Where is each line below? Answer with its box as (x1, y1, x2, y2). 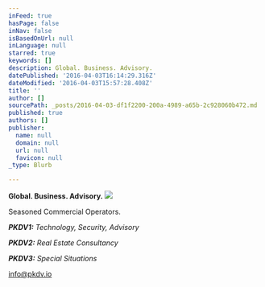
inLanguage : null (8, 42, 67, 50)
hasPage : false (8, 19, 60, 27)
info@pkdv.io (8, 269, 52, 279)
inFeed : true (8, 11, 52, 20)
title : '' (8, 86, 42, 95)
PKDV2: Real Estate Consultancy (8, 238, 118, 248)
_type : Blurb (8, 162, 52, 170)
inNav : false (8, 27, 52, 35)
